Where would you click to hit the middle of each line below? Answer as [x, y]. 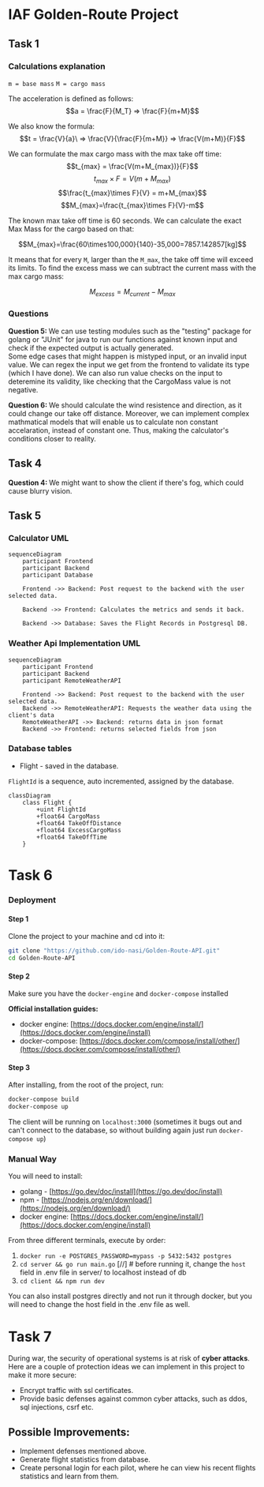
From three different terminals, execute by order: [87, 1241]
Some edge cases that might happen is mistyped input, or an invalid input [127, 356]
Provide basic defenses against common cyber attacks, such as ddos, [133, 1399]
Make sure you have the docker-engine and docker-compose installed [118, 993]
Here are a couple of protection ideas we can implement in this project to [126, 1367]
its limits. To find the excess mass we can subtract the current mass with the [132, 268]
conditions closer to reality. [52, 438]
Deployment [32, 899]
